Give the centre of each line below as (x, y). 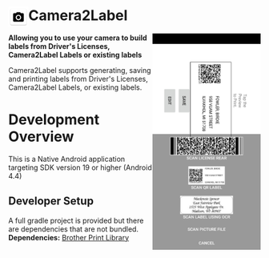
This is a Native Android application (67, 159)
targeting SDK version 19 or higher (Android (80, 167)
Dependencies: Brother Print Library (69, 237)
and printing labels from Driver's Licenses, (78, 79)
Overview (41, 137)
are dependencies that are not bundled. (73, 229)
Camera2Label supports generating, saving (80, 70)
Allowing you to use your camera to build (78, 38)
